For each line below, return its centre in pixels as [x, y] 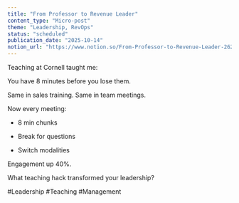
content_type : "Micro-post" [49, 21]
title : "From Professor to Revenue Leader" [73, 14]
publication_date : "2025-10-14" [55, 41]
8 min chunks [38, 123]
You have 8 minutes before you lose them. [69, 81]
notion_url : [25, 47]
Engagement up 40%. [39, 164]
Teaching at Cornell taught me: [53, 67]
